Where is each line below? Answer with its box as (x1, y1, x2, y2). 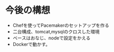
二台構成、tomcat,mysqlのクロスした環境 (12, 28, 100, 34)
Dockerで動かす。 (12, 41, 50, 47)
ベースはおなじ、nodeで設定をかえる (12, 35, 91, 41)
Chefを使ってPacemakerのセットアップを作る (12, 22, 109, 28)
